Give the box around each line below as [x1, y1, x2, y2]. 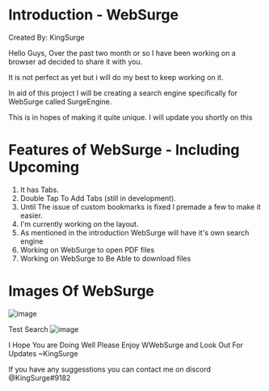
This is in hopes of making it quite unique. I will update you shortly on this [8, 112, 253, 122]
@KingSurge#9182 [8, 372, 71, 382]
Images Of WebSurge [8, 282, 155, 300]
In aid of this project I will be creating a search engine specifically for [8, 87, 238, 98]
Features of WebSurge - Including [8, 141, 240, 159]
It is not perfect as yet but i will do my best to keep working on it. [8, 72, 224, 82]
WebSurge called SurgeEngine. [8, 96, 112, 106]
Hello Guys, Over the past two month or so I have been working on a [8, 48, 236, 57]
